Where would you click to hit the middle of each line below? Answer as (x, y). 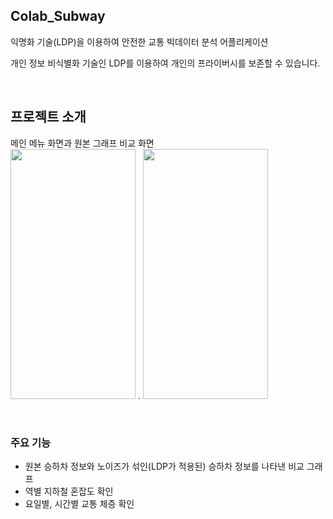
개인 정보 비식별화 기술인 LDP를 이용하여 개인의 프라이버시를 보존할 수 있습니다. (165, 63)
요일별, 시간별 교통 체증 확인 (79, 503)
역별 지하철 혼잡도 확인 (69, 491)
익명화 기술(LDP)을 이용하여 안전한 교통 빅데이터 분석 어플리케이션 (139, 41)
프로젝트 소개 (48, 117)
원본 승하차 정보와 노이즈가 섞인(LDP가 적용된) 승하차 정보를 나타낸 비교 (164, 466)
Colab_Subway (58, 16)
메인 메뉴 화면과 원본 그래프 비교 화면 (82, 143)
